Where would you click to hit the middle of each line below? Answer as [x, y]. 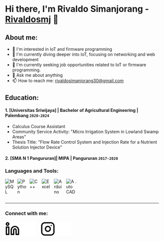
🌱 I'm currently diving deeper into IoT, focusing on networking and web [83, 54]
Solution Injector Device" [37, 147]
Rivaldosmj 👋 [32, 19]
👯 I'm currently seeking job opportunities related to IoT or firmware [79, 65]
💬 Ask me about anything [37, 75]
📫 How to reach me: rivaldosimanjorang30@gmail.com [68, 81]
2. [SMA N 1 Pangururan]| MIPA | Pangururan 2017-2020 [61, 158]
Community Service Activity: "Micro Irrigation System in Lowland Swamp [85, 131]
